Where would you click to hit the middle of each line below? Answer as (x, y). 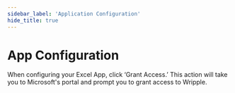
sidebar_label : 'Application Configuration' (74, 14)
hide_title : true (33, 20)
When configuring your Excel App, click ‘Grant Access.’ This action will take (117, 75)
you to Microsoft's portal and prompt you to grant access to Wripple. (107, 82)
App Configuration (63, 55)
